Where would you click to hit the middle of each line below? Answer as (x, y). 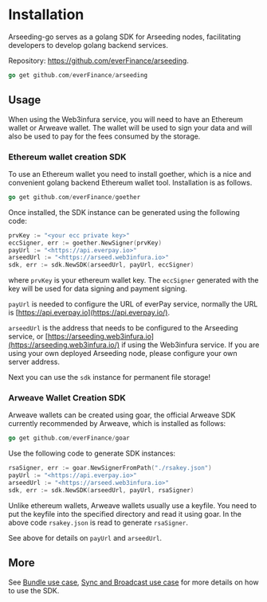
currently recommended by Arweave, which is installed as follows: (117, 424)
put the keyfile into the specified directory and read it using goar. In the (125, 514)
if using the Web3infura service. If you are (190, 345)
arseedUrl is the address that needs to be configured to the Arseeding (124, 328)
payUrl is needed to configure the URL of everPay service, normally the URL (133, 304)
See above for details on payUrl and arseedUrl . (85, 537)
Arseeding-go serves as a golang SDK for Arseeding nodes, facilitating (125, 37)
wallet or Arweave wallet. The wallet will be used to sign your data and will (130, 127)
